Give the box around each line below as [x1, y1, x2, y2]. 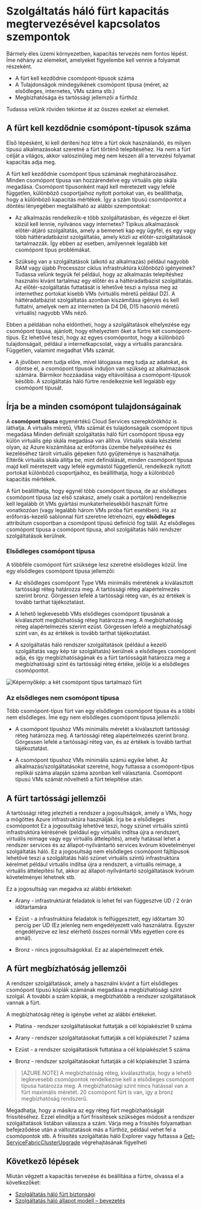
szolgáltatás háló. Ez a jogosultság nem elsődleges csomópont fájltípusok [6, 848, 190, 855]
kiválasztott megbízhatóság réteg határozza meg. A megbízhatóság [14, 616, 183, 623]
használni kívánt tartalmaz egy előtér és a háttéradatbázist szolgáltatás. [14, 277, 194, 284]
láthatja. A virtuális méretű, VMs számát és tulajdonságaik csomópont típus [6, 424, 193, 431]
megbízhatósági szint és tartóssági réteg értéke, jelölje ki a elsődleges [14, 660, 190, 668]
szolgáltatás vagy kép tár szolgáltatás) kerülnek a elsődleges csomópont [14, 647, 197, 654]
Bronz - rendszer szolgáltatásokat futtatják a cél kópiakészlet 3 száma [14, 1057, 190, 1065]
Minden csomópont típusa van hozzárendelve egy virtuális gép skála [6, 177, 177, 184]
